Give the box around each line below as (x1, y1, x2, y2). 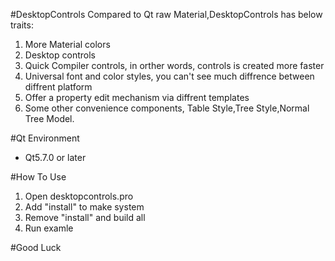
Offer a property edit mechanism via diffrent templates (24, 92, 250, 103)
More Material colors (24, 39, 111, 50)
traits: (10, 19, 34, 31)
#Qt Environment (10, 132, 80, 144)
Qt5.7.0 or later (24, 152, 87, 163)
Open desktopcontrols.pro (24, 190, 134, 202)
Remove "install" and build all (24, 212, 146, 223)
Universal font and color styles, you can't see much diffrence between (24, 70, 315, 82)
